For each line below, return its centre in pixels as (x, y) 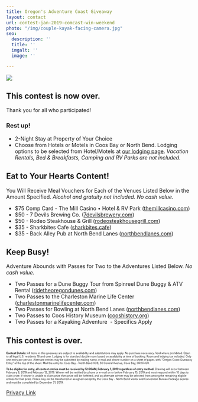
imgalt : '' (25, 50)
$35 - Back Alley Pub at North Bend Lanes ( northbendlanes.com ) (94, 233)
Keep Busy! (27, 252)
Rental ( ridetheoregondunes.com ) (56, 291)
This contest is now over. (53, 96)
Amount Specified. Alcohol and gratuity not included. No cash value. (90, 197)
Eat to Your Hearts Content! (58, 176)
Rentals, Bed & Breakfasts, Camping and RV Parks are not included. (98, 157)
